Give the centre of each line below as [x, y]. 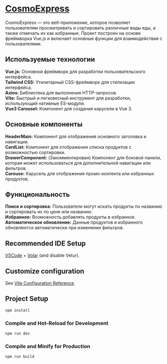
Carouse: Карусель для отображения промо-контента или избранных [80, 173]
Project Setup [27, 299]
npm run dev [17, 333]
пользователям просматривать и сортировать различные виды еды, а [81, 27]
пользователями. [23, 43]
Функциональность [38, 194]
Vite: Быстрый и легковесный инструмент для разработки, [68, 98]
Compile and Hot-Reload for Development [57, 323]
